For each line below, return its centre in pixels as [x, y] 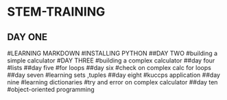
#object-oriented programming [51, 89]
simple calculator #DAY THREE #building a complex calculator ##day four [111, 61]
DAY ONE [27, 37]
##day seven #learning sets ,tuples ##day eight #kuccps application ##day [114, 75]
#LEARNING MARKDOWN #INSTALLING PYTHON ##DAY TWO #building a [112, 53]
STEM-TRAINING [56, 12]
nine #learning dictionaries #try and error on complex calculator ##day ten [112, 82]
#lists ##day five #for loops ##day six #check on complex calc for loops [109, 68]
